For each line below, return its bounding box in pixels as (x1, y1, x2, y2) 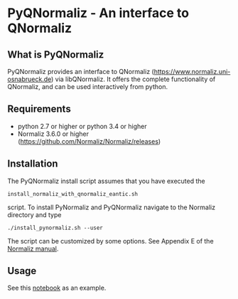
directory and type (7, 210, 62, 219)
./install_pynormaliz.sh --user (7, 224, 103, 231)
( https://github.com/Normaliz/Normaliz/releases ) (17, 137, 161, 145)
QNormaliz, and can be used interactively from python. (7, 83, 168, 90)
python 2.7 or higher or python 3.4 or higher (17, 122, 147, 130)
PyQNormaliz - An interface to (7, 5, 190, 21)
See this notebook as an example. (7, 283, 107, 293)
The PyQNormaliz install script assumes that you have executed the (7, 177, 205, 185)
